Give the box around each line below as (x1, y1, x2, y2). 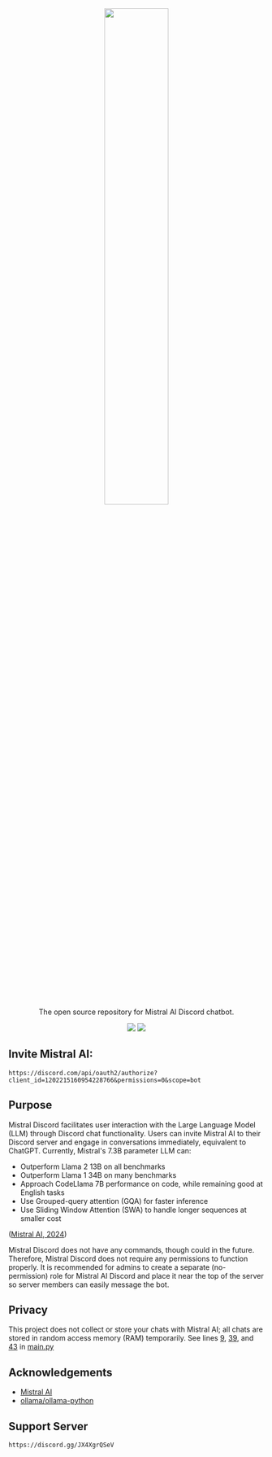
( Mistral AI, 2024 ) (8, 1229, 67, 1239)
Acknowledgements (8, 1365, 113, 1379)
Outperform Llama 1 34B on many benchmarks (19, 1170, 177, 1179)
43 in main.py (8, 1342, 54, 1352)
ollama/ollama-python (19, 1396, 94, 1406)
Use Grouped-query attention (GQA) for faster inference (19, 1196, 209, 1205)
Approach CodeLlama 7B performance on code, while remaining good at (19, 1179, 264, 1188)
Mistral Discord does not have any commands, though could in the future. (8, 1245, 255, 1254)
